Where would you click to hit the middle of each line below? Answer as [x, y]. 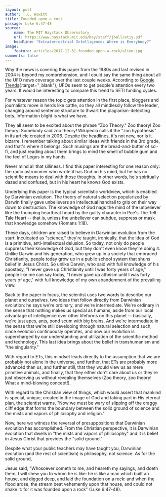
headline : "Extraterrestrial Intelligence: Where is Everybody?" [83, 42]
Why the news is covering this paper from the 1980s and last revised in [77, 70]
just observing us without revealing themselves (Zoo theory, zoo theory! [78, 378]
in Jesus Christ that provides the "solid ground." [54, 439]
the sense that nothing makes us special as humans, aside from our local [79, 310]
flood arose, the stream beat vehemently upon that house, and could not [79, 484]
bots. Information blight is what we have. [46, 116]
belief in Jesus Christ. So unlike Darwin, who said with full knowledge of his [82, 264]
